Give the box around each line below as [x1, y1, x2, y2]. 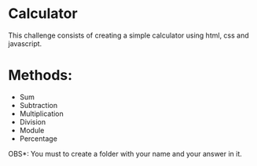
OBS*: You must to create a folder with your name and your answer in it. [8, 149, 242, 158]
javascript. [8, 38, 42, 48]
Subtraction [19, 100, 57, 110]
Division [19, 117, 46, 126]
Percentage [19, 134, 57, 143]
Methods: [8, 67, 73, 85]
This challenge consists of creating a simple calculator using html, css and [8, 31, 249, 40]
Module [19, 125, 45, 135]
